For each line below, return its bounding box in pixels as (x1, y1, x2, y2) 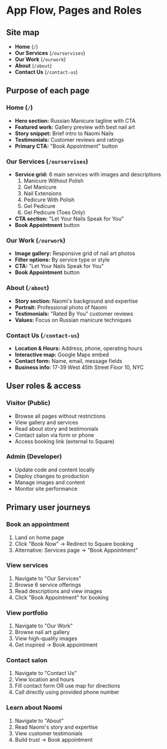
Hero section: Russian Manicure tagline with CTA (14, 117, 136, 124)
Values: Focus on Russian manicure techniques (14, 316, 132, 324)
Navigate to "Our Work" (14, 622, 73, 629)
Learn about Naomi (6, 704, 62, 712)
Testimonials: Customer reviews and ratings (14, 136, 124, 143)
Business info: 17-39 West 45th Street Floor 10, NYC (14, 363, 144, 371)
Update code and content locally (14, 466, 95, 473)
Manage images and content (14, 478, 85, 486)
